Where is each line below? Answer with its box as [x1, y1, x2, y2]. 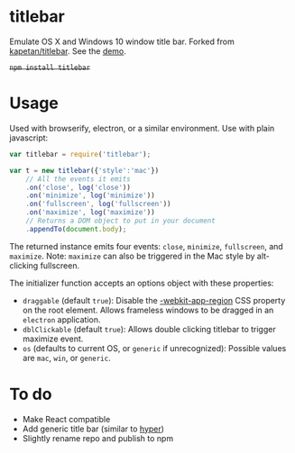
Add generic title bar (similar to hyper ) [22, 423, 165, 434]
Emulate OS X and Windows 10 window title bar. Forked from [9, 36, 235, 47]
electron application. [22, 313, 101, 325]
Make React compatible [22, 413, 111, 424]
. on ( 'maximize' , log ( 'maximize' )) [25, 208, 155, 217]
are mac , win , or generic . [22, 352, 111, 363]
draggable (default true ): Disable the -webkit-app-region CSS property [22, 294, 286, 305]
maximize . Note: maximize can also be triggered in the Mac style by [9, 250, 255, 261]
